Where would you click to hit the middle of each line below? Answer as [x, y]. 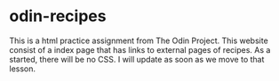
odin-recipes [58, 16]
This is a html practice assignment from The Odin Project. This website [139, 40]
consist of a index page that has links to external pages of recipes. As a [140, 49]
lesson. [23, 69]
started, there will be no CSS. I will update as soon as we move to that [137, 59]
